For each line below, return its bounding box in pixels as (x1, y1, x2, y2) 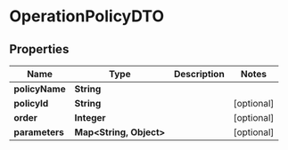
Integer (74, 112, 106, 123)
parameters (13, 126, 64, 138)
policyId (13, 98, 49, 109)
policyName (13, 83, 66, 95)
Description (173, 68, 225, 80)
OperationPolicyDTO (9, 6, 165, 27)
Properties (9, 42, 70, 57)
